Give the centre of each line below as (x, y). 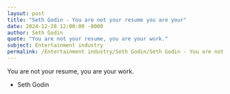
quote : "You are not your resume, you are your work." (88, 39)
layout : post (26, 13)
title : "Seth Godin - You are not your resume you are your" (97, 20)
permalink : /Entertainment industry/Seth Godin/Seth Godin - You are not (116, 52)
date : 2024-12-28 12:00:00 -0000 (55, 26)
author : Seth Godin (35, 33)
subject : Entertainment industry (55, 45)
